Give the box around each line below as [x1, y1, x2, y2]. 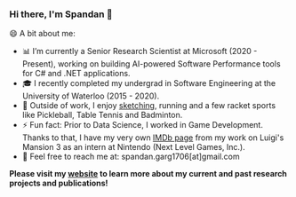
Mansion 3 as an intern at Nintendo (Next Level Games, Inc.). [21, 142, 246, 153]
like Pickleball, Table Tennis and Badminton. [21, 110, 183, 121]
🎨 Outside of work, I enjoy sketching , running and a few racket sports [21, 100, 276, 111]
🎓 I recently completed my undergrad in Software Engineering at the [21, 78, 276, 89]
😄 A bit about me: [9, 28, 76, 39]
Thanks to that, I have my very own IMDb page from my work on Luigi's [21, 132, 284, 143]
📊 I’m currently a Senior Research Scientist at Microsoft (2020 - [21, 46, 258, 57]
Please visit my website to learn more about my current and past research [9, 169, 287, 179]
